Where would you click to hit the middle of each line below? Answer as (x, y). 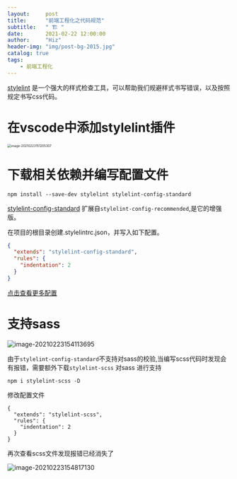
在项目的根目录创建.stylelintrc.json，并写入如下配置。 (85, 232)
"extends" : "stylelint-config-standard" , (76, 252)
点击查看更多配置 (32, 293)
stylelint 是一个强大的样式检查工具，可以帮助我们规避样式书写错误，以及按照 (119, 87)
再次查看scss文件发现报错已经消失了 (61, 453)
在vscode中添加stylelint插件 (91, 127)
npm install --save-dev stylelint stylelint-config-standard (99, 194)
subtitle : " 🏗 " (36, 27)
